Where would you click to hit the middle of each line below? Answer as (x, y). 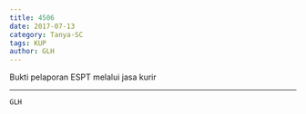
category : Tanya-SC (46, 34)
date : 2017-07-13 (42, 26)
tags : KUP (28, 43)
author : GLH (32, 52)
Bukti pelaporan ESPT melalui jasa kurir (83, 77)
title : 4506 (32, 18)
